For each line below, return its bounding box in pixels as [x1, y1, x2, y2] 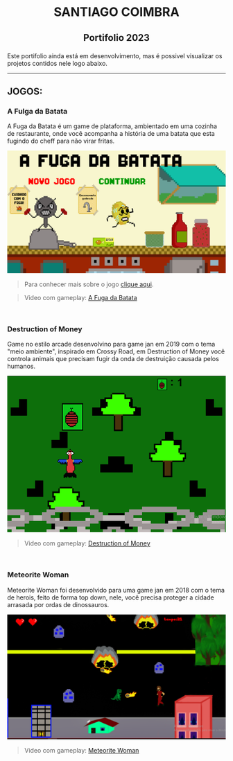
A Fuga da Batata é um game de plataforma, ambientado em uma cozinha [7, 122, 217, 130]
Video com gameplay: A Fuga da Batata [24, 293, 137, 301]
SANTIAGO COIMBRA [53, 4, 180, 20]
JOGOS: [7, 85, 43, 97]
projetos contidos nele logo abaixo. [7, 59, 107, 67]
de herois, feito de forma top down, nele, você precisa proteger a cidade [7, 593, 214, 602]
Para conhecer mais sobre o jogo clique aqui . [24, 280, 154, 288]
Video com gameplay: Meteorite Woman [24, 746, 139, 754]
